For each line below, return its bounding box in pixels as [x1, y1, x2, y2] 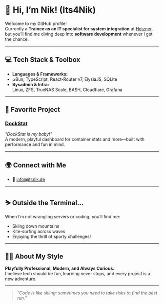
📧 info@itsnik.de [12, 176, 45, 183]
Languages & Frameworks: [12, 71, 68, 77]
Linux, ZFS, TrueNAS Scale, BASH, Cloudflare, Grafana [12, 87, 123, 93]
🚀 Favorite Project [5, 105, 60, 114]
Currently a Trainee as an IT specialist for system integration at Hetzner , [5, 25, 153, 31]
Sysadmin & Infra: [12, 81, 50, 87]
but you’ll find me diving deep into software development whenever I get [5, 31, 153, 37]
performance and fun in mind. [5, 141, 65, 147]
